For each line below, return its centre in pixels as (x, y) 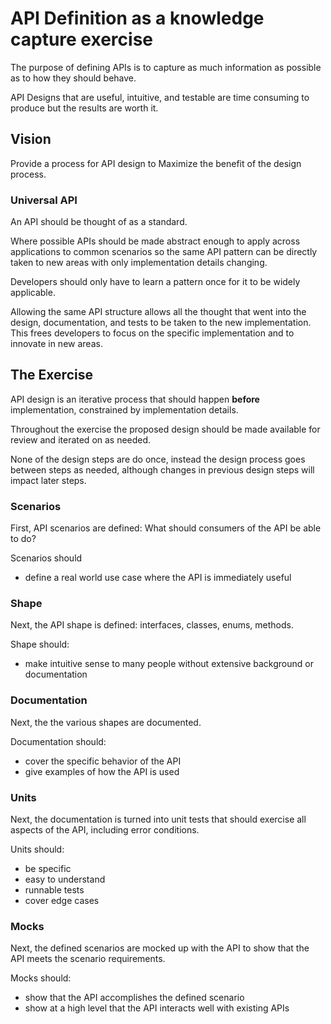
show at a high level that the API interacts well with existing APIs (157, 1008)
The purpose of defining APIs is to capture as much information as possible (166, 67)
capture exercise (81, 39)
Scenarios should (46, 558)
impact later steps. (48, 480)
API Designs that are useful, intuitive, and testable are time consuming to (160, 97)
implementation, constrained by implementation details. (124, 409)
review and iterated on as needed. (81, 439)
